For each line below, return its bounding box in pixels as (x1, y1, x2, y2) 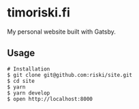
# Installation (7, 65, 50, 73)
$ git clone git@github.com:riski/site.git (7, 71, 133, 78)
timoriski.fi (7, 5, 70, 21)
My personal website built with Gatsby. (7, 27, 116, 36)
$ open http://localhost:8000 (7, 95, 93, 102)
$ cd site (7, 77, 35, 84)
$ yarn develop (7, 89, 50, 97)
